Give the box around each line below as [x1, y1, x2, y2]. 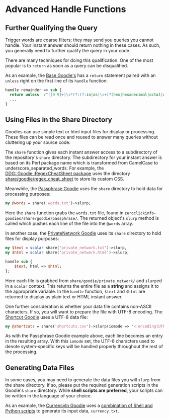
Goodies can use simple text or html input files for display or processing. [5, 129, 156, 135]
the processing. [5, 349, 38, 355]
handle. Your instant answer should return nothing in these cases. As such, [5, 42, 160, 48]
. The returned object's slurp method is [77, 215, 159, 221]
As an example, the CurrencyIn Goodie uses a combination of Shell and [5, 402, 153, 408]
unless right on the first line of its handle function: [5, 78, 108, 83]
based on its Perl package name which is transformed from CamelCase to [5, 160, 158, 166]
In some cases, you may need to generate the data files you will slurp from [5, 377, 161, 383]
